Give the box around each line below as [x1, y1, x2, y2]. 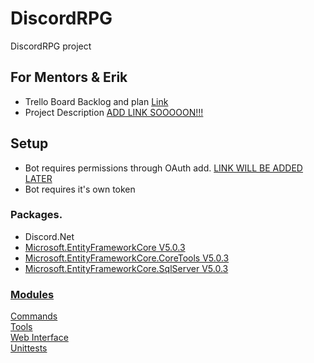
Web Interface [10, 332, 69, 344]
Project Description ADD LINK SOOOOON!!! [24, 106, 204, 118]
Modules [10, 287, 55, 301]
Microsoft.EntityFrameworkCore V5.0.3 [24, 241, 186, 253]
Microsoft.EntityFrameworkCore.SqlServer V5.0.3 [24, 262, 229, 274]
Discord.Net [24, 230, 75, 242]
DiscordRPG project [10, 40, 92, 52]
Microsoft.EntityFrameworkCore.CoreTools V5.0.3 [24, 252, 230, 264]
